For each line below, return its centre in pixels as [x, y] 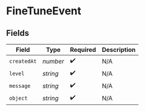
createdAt [23, 61]
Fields [18, 33]
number [53, 61]
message [20, 86]
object [18, 98]
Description [119, 50]
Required [83, 50]
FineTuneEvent [44, 11]
